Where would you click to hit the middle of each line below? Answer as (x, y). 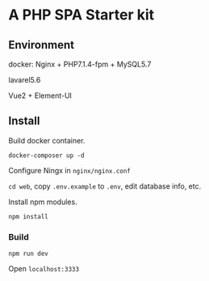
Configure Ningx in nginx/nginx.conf (69, 170)
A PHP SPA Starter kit (82, 15)
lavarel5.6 (25, 80)
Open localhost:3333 (44, 269)
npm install (28, 216)
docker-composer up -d (46, 155)
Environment (42, 45)
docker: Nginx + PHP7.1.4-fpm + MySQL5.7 (80, 64)
